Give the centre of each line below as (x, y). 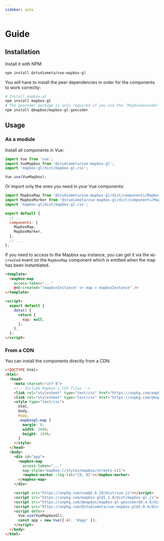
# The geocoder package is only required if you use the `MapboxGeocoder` (83, 106)
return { (27, 315)
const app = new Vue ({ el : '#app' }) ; (57, 520)
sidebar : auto (20, 10)
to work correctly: (23, 87)
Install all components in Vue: (35, 150)
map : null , (34, 320)
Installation (22, 52)
